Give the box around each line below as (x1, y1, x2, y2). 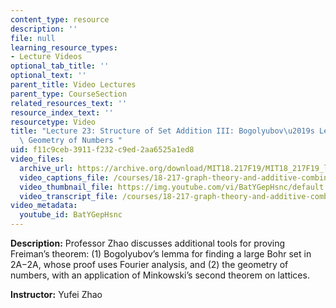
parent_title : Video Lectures (10, 80, 137, 90)
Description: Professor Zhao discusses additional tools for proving (10, 237, 286, 249)
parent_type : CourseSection (10, 89, 128, 99)
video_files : (10, 154, 65, 164)
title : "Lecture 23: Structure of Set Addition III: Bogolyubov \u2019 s (10, 126, 315, 136)
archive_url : (19, 163, 74, 173)
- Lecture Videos (10, 52, 83, 62)
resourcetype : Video (10, 117, 97, 127)
